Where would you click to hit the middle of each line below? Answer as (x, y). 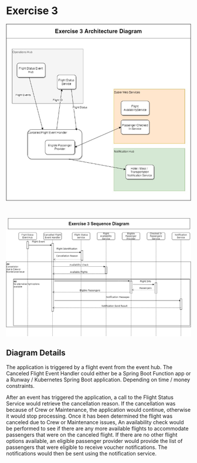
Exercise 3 (32, 11)
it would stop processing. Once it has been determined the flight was (89, 416)
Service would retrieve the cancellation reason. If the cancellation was (91, 403)
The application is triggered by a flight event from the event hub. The (89, 367)
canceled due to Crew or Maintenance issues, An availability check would (95, 422)
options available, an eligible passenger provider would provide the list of (94, 441)
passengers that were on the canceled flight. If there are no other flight (92, 435)
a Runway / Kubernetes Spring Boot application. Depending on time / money (98, 380)
